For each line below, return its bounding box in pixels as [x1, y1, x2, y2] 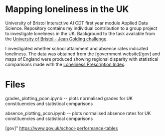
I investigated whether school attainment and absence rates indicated [5, 45, 149, 51]
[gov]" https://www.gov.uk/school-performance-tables [5, 125, 118, 131]
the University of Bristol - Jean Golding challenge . [5, 36, 108, 42]
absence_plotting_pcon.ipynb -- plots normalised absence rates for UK [5, 110, 151, 116]
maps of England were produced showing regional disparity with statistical [5, 56, 159, 62]
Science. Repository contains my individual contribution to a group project [5, 25, 158, 31]
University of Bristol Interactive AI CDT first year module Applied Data [5, 20, 148, 26]
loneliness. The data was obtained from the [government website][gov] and [5, 51, 161, 57]
